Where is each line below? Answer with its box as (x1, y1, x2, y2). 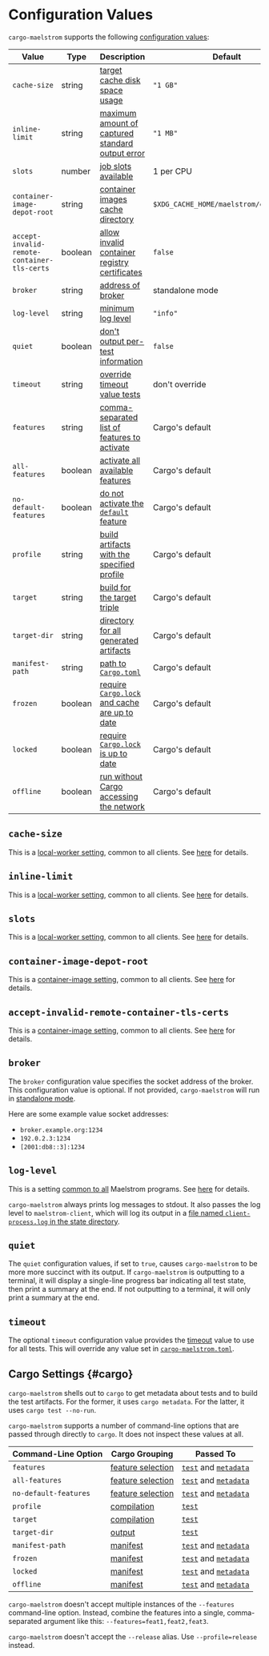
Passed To (195, 1449, 236, 1460)
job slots (99, 160, 132, 171)
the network (99, 800, 146, 812)
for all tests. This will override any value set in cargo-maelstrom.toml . (8, 1344, 235, 1353)
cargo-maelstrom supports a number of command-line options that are (8, 1421, 239, 1430)
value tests (99, 388, 141, 399)
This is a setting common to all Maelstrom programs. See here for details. (8, 1184, 251, 1193)
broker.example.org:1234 (19, 1126, 103, 1134)
